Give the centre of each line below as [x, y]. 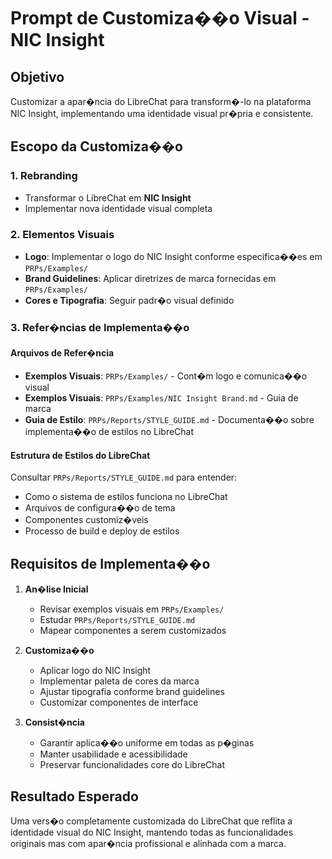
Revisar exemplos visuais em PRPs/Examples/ [132, 609]
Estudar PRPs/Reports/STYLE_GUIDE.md [117, 620]
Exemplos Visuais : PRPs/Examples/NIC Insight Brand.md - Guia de [161, 398]
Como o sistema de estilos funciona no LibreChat [126, 497]
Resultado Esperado [74, 796]
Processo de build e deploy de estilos [102, 531]
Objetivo [37, 76]
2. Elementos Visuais [62, 234]
